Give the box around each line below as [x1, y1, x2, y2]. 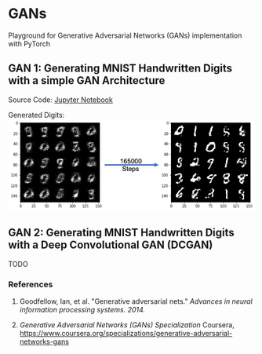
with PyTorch [8, 38, 51, 48]
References [8, 279, 53, 290]
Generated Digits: [8, 110, 65, 119]
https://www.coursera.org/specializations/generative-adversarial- [19, 328, 233, 338]
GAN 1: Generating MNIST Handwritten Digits [8, 62, 233, 75]
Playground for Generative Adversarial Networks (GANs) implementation [8, 31, 242, 40]
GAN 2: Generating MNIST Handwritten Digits [8, 226, 235, 239]
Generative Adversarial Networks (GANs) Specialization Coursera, [19, 319, 235, 330]
